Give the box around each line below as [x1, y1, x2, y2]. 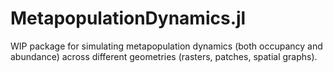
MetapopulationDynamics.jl [10, 7, 247, 30]
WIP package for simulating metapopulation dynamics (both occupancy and [10, 40, 323, 52]
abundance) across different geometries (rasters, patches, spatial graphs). [10, 50, 318, 62]
